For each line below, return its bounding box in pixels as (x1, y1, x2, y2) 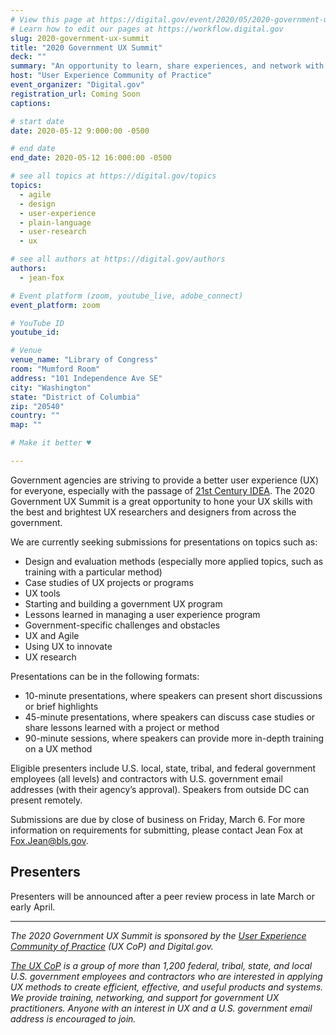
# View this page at (10, 14, 97, 25)
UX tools (24, 587, 61, 599)
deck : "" (10, 52, 47, 62)
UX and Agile (24, 629, 80, 641)
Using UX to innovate (24, 640, 113, 652)
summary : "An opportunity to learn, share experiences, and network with (10, 61, 325, 71)
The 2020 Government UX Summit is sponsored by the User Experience (10, 929, 307, 941)
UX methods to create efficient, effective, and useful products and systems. (10, 981, 324, 993)
